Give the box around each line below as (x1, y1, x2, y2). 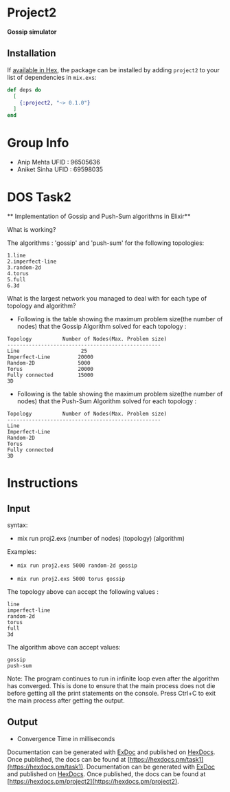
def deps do (7, 86, 41, 94)
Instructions (7, 475, 78, 491)
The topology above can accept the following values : (7, 588, 159, 596)
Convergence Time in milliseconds (16, 734, 115, 742)
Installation (7, 47, 56, 59)
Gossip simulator (7, 28, 57, 36)
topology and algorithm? (7, 301, 76, 310)
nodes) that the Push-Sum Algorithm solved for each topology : (16, 397, 197, 405)
